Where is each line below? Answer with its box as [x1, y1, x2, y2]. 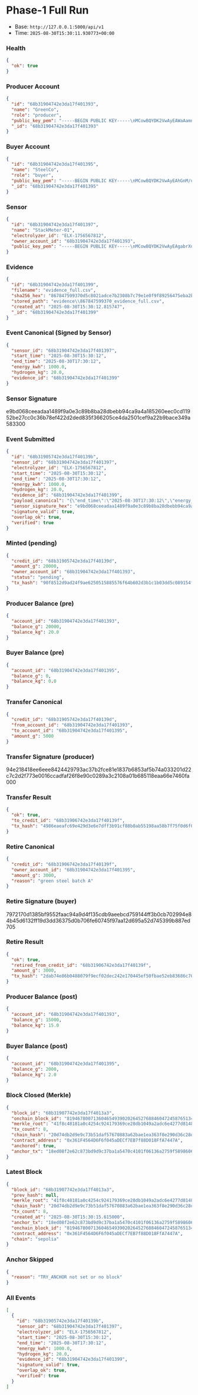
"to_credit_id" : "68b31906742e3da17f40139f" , [11, 818, 126, 824]
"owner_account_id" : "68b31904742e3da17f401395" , [11, 867, 136, 873]
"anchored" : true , [11, 1143, 57, 1149]
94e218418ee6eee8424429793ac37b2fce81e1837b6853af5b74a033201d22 [6, 766, 192, 773]
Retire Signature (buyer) [6, 897, 77, 906]
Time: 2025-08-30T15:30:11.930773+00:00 [14, 29, 115, 36]
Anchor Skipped [6, 1255, 54, 1264]
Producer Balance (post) [6, 993, 78, 1001]
